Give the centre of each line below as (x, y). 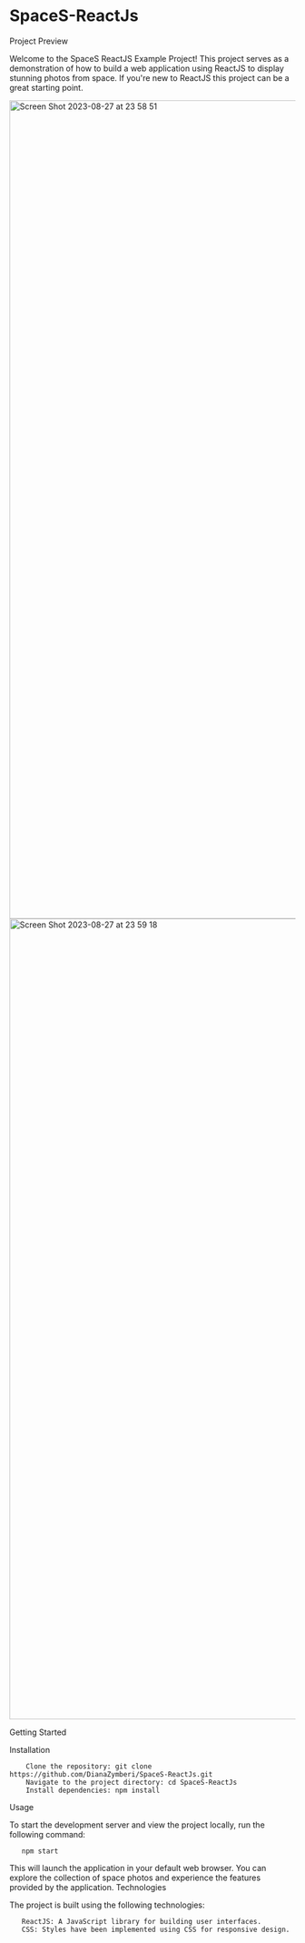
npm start (40, 1851)
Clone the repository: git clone (89, 1766)
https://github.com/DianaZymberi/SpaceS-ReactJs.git (111, 1774)
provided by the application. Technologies (88, 1887)
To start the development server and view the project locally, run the (137, 1825)
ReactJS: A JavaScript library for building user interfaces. (141, 1921)
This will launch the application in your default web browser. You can (138, 1868)
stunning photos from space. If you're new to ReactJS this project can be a (149, 77)
